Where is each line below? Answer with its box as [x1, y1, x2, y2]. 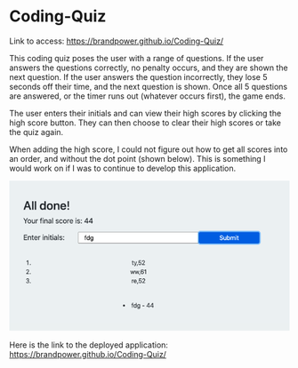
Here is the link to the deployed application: [9, 340, 169, 350]
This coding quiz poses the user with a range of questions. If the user [9, 52, 264, 63]
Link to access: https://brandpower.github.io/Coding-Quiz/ [9, 36, 224, 46]
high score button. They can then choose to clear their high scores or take [9, 117, 282, 128]
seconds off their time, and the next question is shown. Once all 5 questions [9, 81, 287, 92]
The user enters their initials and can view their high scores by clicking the [9, 108, 282, 118]
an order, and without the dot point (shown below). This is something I [9, 153, 266, 164]
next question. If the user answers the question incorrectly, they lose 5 [9, 71, 268, 82]
